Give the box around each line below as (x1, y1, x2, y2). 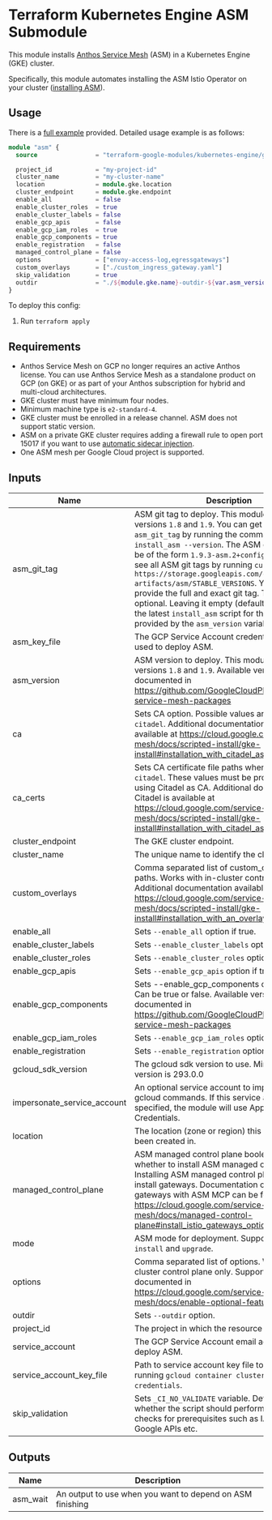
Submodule (8, 23, 87, 41)
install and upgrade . (134, 1243, 214, 1253)
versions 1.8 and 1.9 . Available (134, 664, 252, 676)
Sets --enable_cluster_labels (134, 939, 249, 950)
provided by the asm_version (134, 618, 242, 629)
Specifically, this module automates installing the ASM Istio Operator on (8, 74, 247, 83)
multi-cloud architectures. (19, 387, 107, 397)
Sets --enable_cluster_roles (134, 952, 245, 963)
